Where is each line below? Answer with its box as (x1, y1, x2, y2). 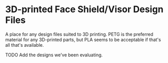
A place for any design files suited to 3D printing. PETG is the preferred (5, 31, 153, 37)
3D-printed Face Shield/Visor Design (5, 4, 163, 15)
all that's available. (5, 42, 44, 48)
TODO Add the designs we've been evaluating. (5, 52, 103, 58)
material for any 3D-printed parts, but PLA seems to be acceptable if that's (5, 37, 161, 43)
